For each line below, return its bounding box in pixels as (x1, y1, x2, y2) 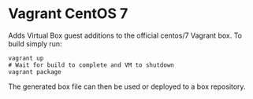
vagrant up (8, 54, 44, 62)
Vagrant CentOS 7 (8, 5, 128, 23)
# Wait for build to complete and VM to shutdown (8, 60, 175, 69)
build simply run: (8, 38, 62, 48)
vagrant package (8, 68, 61, 75)
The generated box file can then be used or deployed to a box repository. (8, 82, 246, 91)
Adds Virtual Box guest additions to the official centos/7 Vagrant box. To (8, 31, 243, 40)
